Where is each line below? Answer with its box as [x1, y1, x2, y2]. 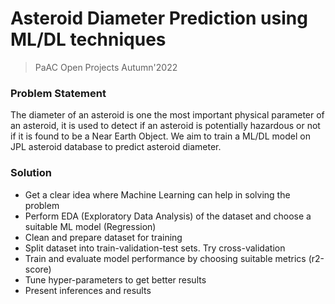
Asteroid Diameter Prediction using [10, 7, 308, 30]
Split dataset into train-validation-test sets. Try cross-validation [24, 242, 286, 254]
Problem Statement [10, 86, 107, 100]
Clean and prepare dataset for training [24, 231, 183, 243]
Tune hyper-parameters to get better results [24, 273, 207, 286]
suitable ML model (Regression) [24, 220, 157, 232]
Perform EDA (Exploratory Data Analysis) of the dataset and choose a [24, 210, 312, 222]
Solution [10, 166, 53, 180]
